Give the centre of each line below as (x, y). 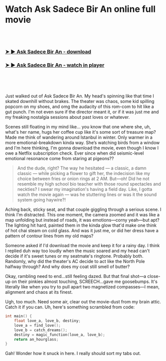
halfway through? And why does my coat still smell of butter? (67, 267)
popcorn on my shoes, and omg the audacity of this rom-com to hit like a (80, 107)
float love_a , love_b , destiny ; (47, 321)
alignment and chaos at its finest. (39, 292)
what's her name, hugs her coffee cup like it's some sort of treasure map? (81, 132)
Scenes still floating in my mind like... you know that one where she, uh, (78, 127)
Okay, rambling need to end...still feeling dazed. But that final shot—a (76, 276)
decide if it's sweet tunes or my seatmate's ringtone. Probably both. (74, 256)
